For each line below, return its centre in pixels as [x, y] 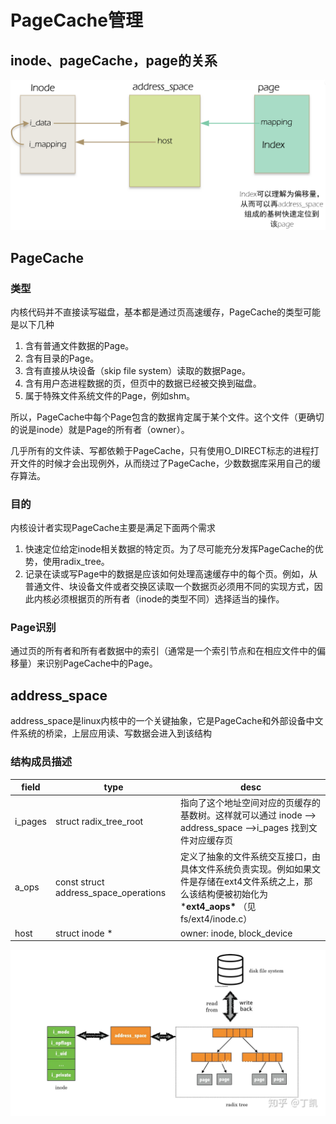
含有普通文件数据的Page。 [79, 345]
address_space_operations [110, 892]
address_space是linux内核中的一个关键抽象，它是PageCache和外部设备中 [162, 721]
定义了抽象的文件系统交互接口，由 [251, 856]
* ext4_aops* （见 [218, 906]
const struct [79, 882]
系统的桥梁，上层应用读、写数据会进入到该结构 [115, 733]
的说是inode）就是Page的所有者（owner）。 [100, 429]
